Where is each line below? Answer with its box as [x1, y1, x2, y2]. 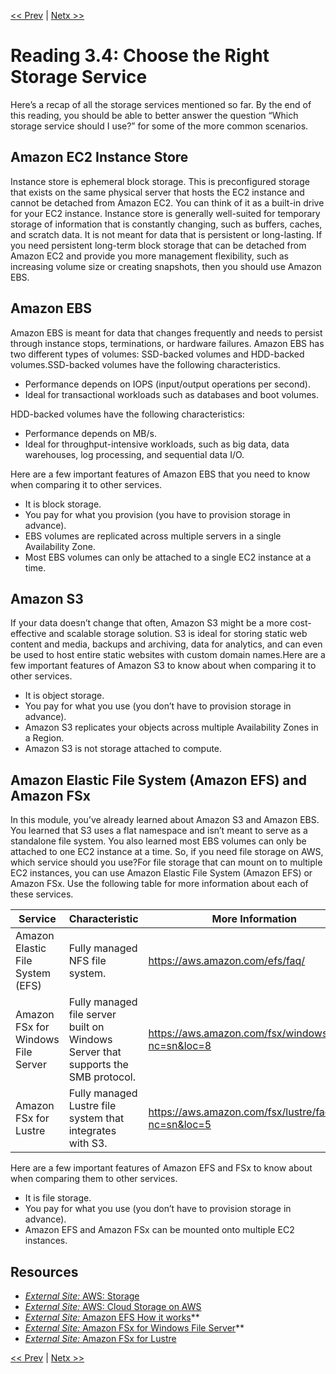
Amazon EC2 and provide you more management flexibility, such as [10, 250, 289, 262]
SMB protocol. [68, 1070, 136, 1084]
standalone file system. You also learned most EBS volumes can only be [10, 835, 307, 847]
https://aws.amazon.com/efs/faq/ [148, 954, 306, 968]
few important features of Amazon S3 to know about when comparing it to [10, 660, 317, 672]
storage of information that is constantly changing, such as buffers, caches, [10, 218, 323, 230]
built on [68, 1020, 105, 1034]
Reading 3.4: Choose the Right [10, 45, 270, 67]
